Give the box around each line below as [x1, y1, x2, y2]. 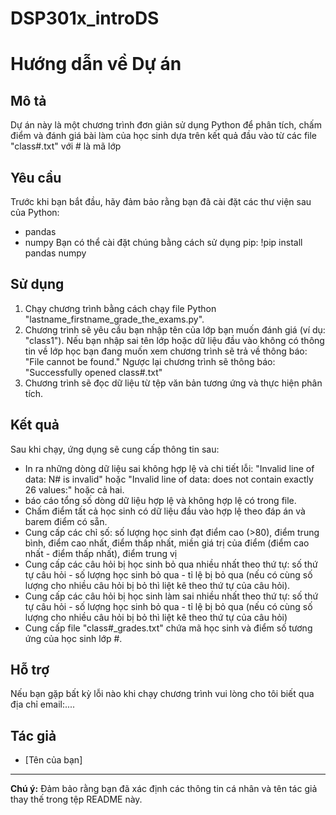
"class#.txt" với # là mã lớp [10, 140, 122, 152]
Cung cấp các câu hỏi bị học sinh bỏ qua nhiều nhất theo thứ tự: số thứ [24, 558, 318, 570]
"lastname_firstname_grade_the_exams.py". [24, 313, 205, 325]
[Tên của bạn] [24, 754, 83, 766]
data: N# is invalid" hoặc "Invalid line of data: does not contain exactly [24, 473, 314, 485]
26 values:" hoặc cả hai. [24, 483, 125, 496]
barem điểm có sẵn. [24, 515, 108, 527]
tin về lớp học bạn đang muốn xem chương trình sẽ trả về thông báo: [24, 345, 308, 357]
